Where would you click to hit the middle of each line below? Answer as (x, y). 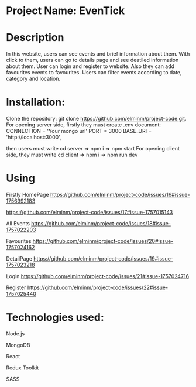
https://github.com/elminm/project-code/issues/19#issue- (104, 258)
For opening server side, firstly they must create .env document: (83, 125)
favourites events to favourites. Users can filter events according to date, (94, 73)
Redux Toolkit (23, 368)
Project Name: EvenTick (65, 11)
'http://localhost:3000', (34, 137)
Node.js (16, 333)
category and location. (33, 79)
